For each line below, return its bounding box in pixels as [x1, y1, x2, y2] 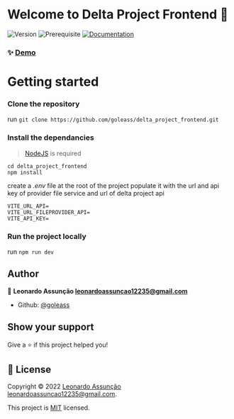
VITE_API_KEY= [7, 215, 50, 222]
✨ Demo [7, 48, 36, 57]
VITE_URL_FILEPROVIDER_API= [7, 208, 91, 216]
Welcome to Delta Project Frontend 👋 [7, 6, 229, 23]
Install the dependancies [7, 133, 94, 143]
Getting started [7, 74, 99, 90]
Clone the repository [7, 99, 80, 108]
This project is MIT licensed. [7, 403, 90, 412]
